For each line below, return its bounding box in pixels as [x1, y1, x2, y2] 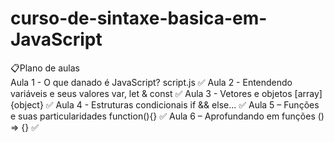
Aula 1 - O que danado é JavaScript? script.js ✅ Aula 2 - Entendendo [10, 76, 293, 88]
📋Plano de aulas [10, 62, 80, 74]
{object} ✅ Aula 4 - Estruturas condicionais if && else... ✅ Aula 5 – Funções [10, 98, 320, 111]
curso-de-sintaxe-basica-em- [10, 7, 268, 30]
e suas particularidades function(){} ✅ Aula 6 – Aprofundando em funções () [10, 110, 325, 122]
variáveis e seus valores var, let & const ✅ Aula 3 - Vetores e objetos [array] [10, 87, 323, 99]
